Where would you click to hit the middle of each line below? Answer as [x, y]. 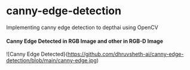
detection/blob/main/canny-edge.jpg [51, 61]
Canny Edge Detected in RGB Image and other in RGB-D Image [85, 41]
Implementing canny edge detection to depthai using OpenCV [82, 27]
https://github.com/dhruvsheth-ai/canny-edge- [126, 54]
